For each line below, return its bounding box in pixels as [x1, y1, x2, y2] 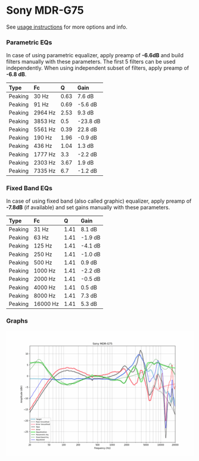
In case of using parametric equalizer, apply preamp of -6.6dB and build [6, 52, 184, 59]
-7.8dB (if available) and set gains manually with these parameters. [6, 204, 170, 211]
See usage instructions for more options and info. [6, 23, 128, 30]
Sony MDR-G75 [6, 4, 85, 17]
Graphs [6, 317, 28, 325]
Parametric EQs [6, 38, 52, 47]
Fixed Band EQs [6, 184, 52, 192]
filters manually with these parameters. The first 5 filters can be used [6, 58, 176, 66]
